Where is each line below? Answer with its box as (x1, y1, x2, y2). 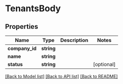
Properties (5, 22, 38, 31)
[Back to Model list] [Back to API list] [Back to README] (5, 74, 118, 79)
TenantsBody (5, 3, 61, 14)
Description (60, 37, 89, 43)
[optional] (92, 61, 116, 67)
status (7, 61, 23, 67)
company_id (7, 45, 37, 52)
